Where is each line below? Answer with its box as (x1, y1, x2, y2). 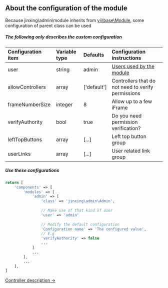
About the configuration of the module (5, 4, 127, 12)
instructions (111, 54, 141, 61)
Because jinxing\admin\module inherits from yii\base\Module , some (5, 17, 144, 23)
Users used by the (111, 62, 155, 69)
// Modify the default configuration (40, 222, 120, 227)
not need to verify (111, 83, 153, 90)
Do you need (111, 112, 142, 119)
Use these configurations (5, 167, 59, 173)
